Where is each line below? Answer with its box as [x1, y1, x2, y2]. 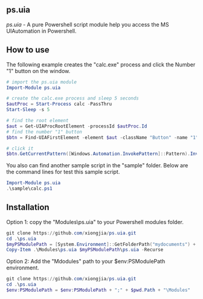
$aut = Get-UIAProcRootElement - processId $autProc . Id [6, 123, 147, 129]
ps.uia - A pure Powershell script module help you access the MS [6, 21, 169, 28]
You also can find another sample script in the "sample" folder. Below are [6, 162, 188, 169]
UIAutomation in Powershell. [6, 27, 77, 34]
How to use [6, 45, 50, 55]
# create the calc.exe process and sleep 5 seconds [6, 95, 139, 101]
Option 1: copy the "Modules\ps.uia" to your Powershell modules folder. [6, 218, 184, 225]
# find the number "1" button [6, 129, 83, 135]
